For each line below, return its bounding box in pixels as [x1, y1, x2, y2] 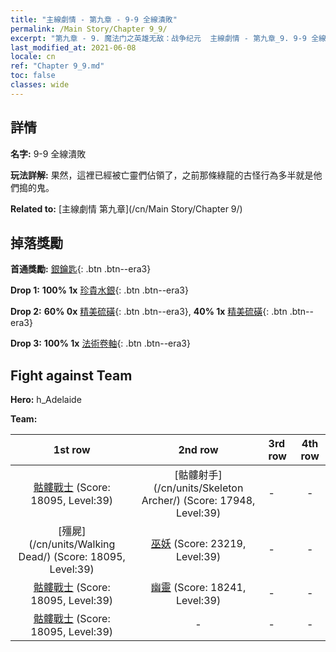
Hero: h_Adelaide [10, 394, 82, 406]
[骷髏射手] [174, 468, 223, 482]
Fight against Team [10, 367, 133, 384]
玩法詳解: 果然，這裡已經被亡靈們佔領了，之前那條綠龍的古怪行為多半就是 [10, 169, 314, 181]
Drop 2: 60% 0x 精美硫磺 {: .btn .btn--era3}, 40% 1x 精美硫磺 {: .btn [10, 306, 288, 318]
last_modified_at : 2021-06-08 [10, 42, 137, 53]
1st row [53, 443, 91, 457]
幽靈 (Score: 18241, [150, 581, 247, 595]
